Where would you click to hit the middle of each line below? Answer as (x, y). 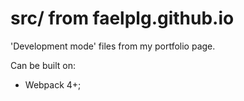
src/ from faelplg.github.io (122, 18)
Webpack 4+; (53, 84)
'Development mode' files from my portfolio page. (113, 46)
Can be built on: (43, 65)
